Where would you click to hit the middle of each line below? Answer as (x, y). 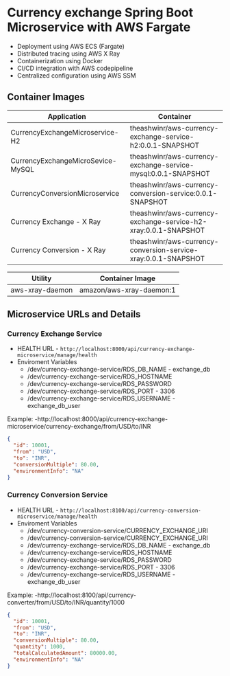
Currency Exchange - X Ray (56, 221)
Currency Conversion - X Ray (58, 250)
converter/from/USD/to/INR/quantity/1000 (66, 602)
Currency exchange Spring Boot (100, 13)
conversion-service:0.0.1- (174, 193)
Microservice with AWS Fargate (99, 27)
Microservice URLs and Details (74, 314)
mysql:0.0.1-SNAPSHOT (170, 173)
